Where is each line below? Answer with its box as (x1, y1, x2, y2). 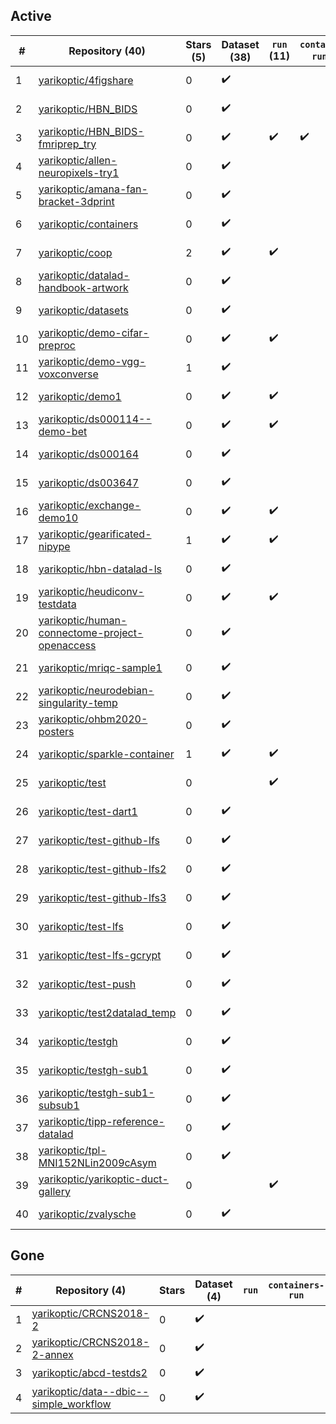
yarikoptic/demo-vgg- (38, 354, 147, 368)
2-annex (31, 1347, 74, 1361)
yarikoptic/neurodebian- (38, 683, 155, 697)
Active (10, 8, 52, 25)
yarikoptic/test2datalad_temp (38, 1005, 177, 1019)
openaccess (38, 638, 97, 652)
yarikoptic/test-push (38, 977, 137, 991)
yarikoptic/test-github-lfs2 (38, 862, 167, 876)
